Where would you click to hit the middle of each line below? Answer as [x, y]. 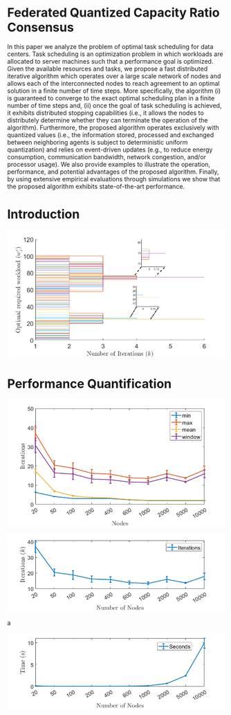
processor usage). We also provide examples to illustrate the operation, [109, 164]
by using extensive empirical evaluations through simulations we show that [114, 179]
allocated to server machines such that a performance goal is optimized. [110, 61]
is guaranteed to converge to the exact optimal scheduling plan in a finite [111, 98]
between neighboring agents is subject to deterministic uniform [98, 142]
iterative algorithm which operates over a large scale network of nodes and [114, 76]
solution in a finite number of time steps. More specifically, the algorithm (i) [114, 91]
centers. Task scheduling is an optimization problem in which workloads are [115, 54]
